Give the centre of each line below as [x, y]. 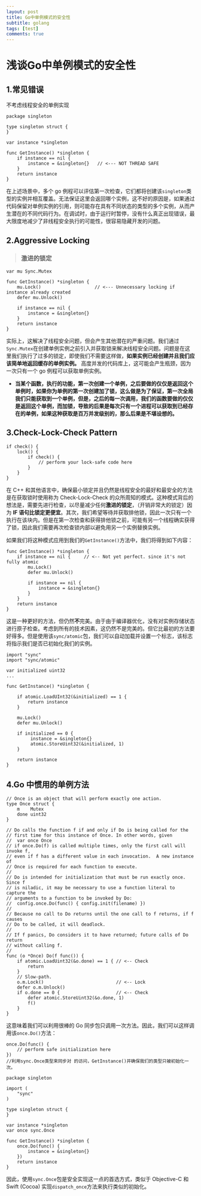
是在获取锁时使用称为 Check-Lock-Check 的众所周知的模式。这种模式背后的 [100, 497]
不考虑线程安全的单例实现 [38, 105]
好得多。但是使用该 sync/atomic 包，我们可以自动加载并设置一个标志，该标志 [100, 636]
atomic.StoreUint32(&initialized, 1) [77, 744]
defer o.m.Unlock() [41, 987]
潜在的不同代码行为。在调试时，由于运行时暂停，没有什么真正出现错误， [100, 214]
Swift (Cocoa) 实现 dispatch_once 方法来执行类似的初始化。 [78, 1186]
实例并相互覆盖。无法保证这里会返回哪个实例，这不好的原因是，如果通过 [106, 199]
